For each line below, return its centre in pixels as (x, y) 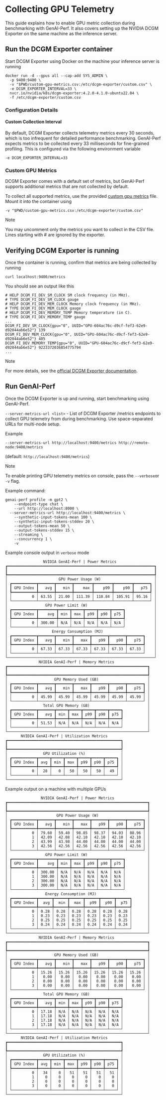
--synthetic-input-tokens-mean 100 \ (53, 517)
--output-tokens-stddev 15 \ (44, 530)
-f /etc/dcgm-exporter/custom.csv (45, 97)
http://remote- (134, 443)
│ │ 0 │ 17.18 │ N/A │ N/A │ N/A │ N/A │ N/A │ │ (78, 1012)
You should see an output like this (40, 286)
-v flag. (13, 481)
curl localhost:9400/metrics (35, 277)
